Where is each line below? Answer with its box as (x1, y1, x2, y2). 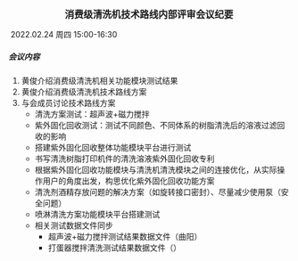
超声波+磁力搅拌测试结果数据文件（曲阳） (47, 231, 203, 241)
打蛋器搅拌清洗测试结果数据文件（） (47, 242, 182, 253)
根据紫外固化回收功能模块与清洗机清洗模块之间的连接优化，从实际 (34, 164, 277, 175)
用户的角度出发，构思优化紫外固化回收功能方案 (42, 175, 215, 186)
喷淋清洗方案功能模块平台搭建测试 (34, 208, 161, 219)
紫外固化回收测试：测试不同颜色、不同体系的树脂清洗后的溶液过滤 (34, 119, 277, 130)
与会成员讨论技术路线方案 (21, 97, 116, 108)
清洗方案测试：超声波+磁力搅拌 (34, 109, 150, 119)
